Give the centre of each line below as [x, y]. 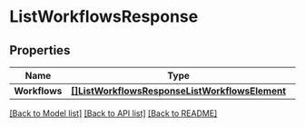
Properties [40, 50]
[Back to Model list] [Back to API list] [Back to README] [113, 113]
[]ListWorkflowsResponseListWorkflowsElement [179, 91]
